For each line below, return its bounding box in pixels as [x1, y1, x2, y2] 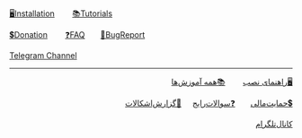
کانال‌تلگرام [255, 118, 293, 129]
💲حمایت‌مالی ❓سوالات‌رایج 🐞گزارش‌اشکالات [125, 98, 293, 108]
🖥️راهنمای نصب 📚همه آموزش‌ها [171, 76, 293, 87]
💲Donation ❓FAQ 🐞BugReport [9, 30, 146, 39]
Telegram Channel [9, 50, 78, 61]
